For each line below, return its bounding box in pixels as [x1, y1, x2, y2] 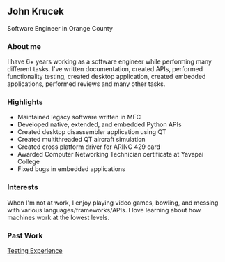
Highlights [7, 97, 43, 107]
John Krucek [7, 6, 65, 17]
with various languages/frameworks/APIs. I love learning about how [7, 205, 201, 214]
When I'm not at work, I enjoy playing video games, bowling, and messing [7, 198, 219, 207]
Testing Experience [7, 247, 63, 254]
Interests [7, 182, 38, 192]
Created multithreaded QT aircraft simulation [17, 136, 146, 144]
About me [7, 41, 42, 51]
